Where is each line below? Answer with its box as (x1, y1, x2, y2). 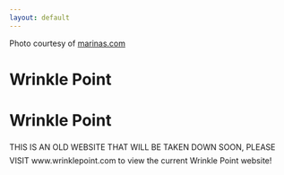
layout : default (9, 13, 70, 22)
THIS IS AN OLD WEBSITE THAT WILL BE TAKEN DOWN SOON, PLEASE (9, 141, 276, 153)
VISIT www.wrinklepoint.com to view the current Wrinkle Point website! (9, 154, 272, 166)
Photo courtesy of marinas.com (9, 38, 126, 48)
